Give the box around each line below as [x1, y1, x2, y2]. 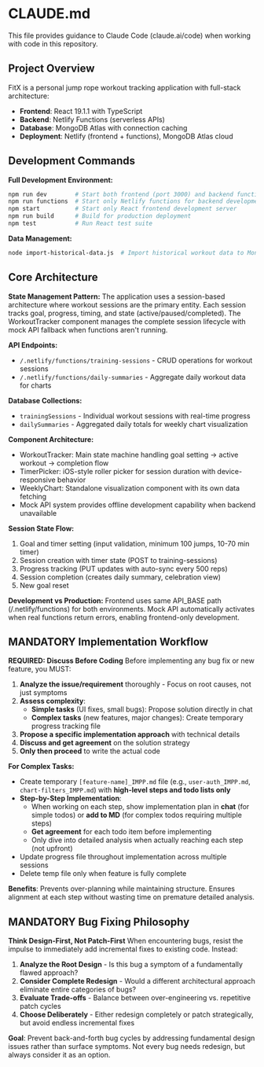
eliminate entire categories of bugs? [19, 984, 136, 995]
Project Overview [8, 62, 95, 75]
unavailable [19, 508, 57, 517]
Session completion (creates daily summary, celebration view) [19, 572, 222, 582]
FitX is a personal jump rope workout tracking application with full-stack [8, 83, 241, 92]
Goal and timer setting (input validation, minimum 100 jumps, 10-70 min [19, 539, 250, 548]
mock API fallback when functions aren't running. [8, 325, 168, 334]
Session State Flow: [8, 524, 75, 533]
